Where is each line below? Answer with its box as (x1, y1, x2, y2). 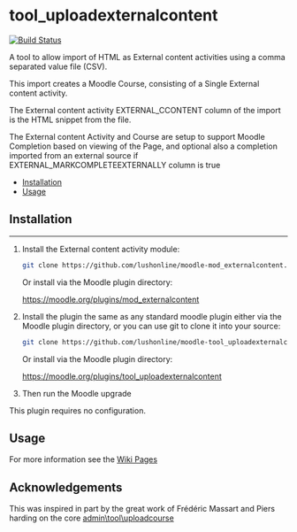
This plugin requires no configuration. (9, 405, 146, 416)
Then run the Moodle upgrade (21, 388, 132, 398)
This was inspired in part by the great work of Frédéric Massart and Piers (9, 504, 276, 514)
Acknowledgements (9, 480, 123, 495)
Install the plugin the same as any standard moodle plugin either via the (21, 311, 282, 321)
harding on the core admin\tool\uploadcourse (9, 513, 174, 523)
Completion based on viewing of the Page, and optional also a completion (9, 141, 278, 151)
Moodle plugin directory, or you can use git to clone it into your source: (21, 320, 281, 331)
